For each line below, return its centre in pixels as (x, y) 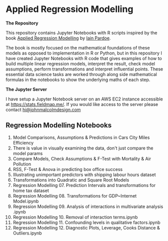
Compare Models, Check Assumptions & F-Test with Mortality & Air (82, 158)
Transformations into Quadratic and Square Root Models (71, 180)
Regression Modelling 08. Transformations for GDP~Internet (75, 195)
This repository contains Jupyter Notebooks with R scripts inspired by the (81, 32)
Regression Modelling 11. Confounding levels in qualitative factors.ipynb (86, 222)
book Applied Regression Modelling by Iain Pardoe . (58, 38)
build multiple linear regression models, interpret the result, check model (80, 63)
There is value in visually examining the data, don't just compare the (83, 148)
